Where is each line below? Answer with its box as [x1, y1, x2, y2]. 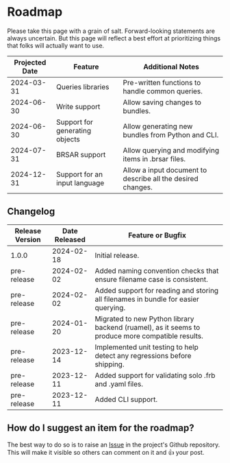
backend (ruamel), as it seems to [94, 322, 201, 332]
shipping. [94, 359, 125, 369]
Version [14, 235, 41, 244]
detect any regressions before [94, 351, 192, 360]
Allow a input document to [123, 165, 207, 175]
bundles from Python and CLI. [123, 130, 219, 139]
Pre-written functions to [123, 78, 201, 87]
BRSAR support [55, 150, 106, 159]
